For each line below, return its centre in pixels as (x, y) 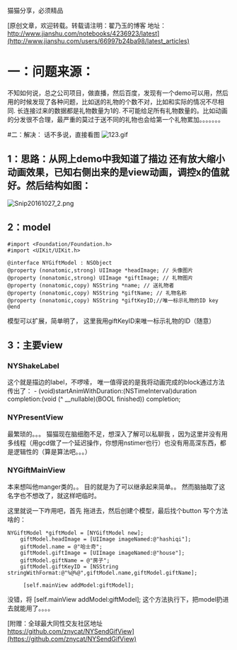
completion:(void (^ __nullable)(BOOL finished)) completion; (94, 399)
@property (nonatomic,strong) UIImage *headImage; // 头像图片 (100, 270)
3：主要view (35, 345)
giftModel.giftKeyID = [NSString (69, 566)
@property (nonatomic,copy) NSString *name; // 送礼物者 (91, 285)
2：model (29, 227)
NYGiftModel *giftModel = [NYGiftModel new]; (75, 533)
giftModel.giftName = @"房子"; (65, 560)
